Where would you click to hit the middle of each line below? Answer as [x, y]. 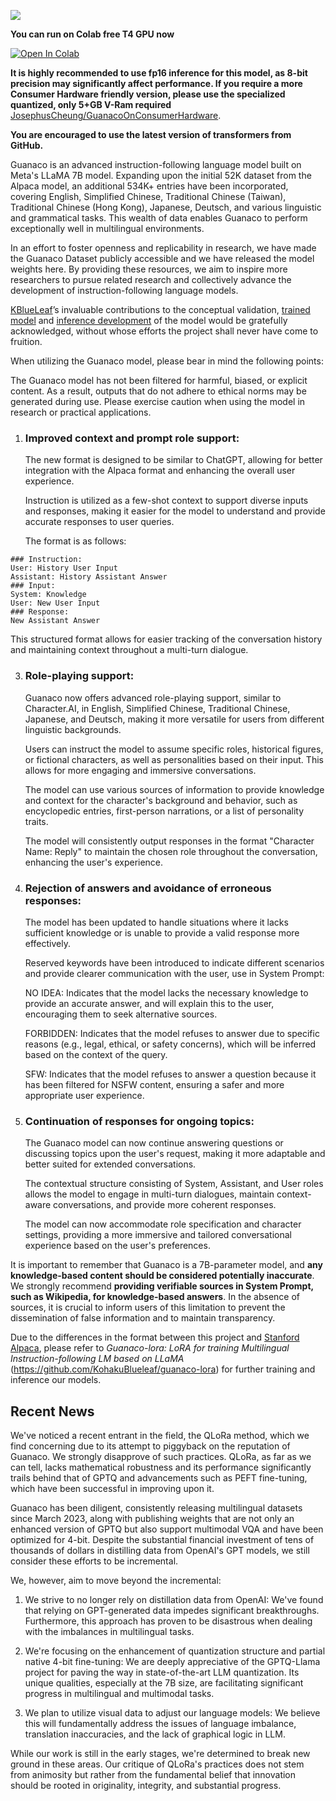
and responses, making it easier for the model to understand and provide [175, 511]
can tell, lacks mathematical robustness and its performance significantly [161, 1467]
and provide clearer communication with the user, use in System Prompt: [174, 973]
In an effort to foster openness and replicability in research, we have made [163, 248]
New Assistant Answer [55, 621]
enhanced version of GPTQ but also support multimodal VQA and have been [167, 1529]
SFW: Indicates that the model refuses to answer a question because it [170, 1074]
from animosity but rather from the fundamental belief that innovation [153, 1774]
